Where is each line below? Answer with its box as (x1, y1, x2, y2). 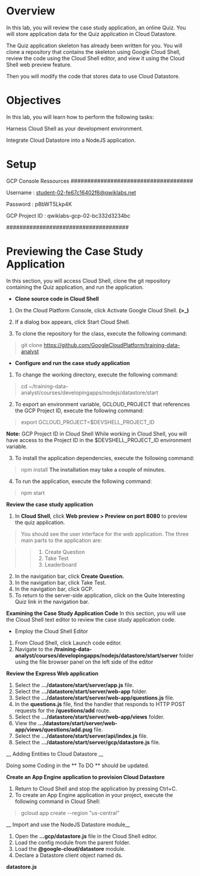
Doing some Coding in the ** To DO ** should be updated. (6, 762, 150, 769)
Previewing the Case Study (6, 245, 143, 258)
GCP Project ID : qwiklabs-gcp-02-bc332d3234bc (6, 212, 131, 219)
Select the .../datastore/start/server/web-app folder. (14, 688, 148, 695)
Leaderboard (44, 561, 77, 568)
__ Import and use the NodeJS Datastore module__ (6, 821, 130, 828)
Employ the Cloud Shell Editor (14, 627, 88, 635)
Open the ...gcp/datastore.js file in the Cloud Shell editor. (14, 832, 158, 839)
